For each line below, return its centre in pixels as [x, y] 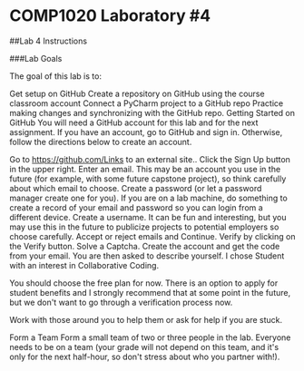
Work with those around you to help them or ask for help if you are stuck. [146, 319]
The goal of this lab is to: [56, 76]
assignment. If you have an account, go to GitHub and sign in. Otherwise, [146, 132]
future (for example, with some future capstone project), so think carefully [148, 179]
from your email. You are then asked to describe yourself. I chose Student [147, 256]
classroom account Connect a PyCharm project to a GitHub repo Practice [147, 103]
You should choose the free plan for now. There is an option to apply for [144, 283]
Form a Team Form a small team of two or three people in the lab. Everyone [150, 337]
